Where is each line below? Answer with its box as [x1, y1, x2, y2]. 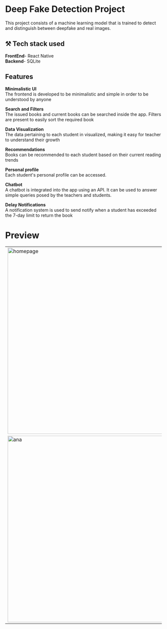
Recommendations [5, 146, 45, 152]
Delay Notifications [5, 201, 46, 207]
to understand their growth [5, 137, 60, 143]
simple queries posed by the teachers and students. [5, 192, 112, 198]
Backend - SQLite [5, 58, 41, 64]
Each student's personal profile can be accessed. [5, 172, 107, 178]
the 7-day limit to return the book [5, 212, 73, 218]
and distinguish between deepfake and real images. [5, 25, 111, 31]
